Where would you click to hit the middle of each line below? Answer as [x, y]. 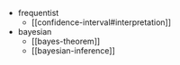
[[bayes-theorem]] [66, 41]
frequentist [38, 13]
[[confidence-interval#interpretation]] [101, 22]
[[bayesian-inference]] [73, 51]
